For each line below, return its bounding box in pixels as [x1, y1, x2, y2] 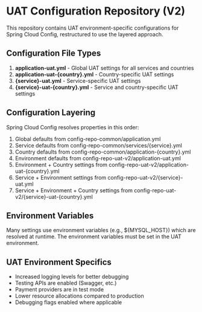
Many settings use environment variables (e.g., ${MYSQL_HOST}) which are [6, 227, 196, 234]
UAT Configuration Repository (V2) [6, 4, 186, 18]
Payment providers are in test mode [14, 286, 104, 293]
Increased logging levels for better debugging [14, 273, 129, 281]
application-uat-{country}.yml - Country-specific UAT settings [14, 71, 174, 78]
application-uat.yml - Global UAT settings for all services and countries [14, 64, 194, 71]
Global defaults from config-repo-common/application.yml [14, 135, 161, 143]
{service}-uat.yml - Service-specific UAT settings [14, 77, 141, 84]
